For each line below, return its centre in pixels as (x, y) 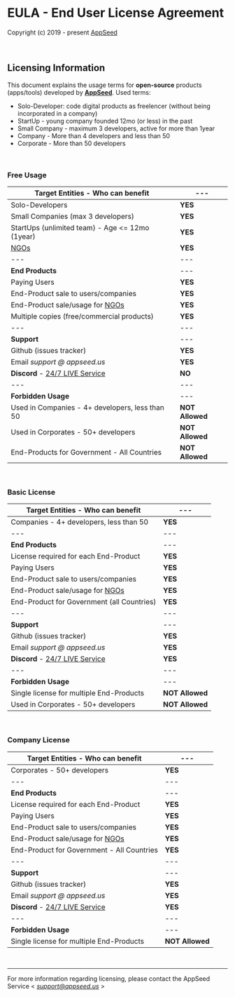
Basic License (31, 492)
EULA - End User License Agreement (116, 13)
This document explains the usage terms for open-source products (105, 85)
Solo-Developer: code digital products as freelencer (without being (114, 106)
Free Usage (27, 175)
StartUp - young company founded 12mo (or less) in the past (105, 121)
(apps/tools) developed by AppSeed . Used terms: (79, 92)
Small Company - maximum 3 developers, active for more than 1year (116, 128)
